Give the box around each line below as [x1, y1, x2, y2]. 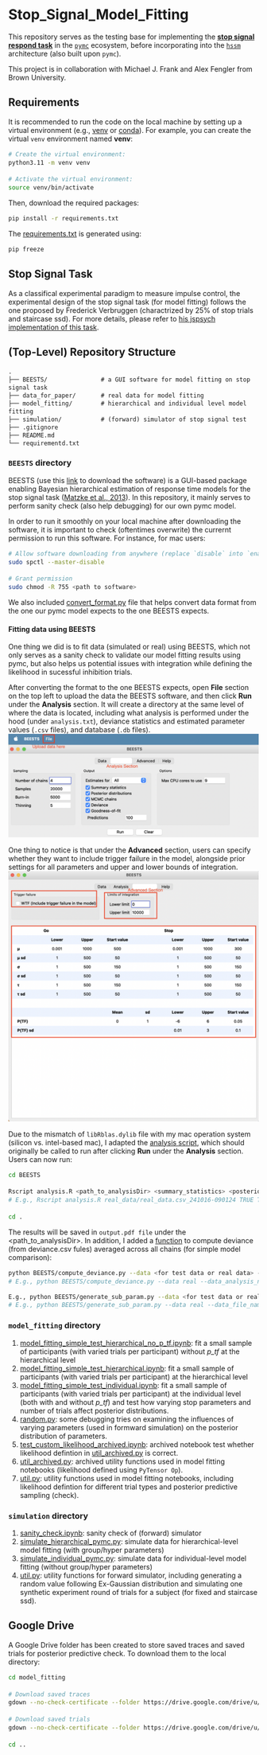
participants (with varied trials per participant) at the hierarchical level [19, 1371, 249, 1382]
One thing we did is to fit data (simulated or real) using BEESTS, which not [8, 642, 250, 652]
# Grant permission [8, 575, 73, 583]
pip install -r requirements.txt [8, 215, 119, 223]
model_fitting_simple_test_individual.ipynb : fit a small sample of [19, 1380, 227, 1390]
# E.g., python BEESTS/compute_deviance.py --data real [8, 1277, 197, 1285]
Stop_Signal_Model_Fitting [8, 6, 189, 24]
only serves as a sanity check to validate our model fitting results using [8, 650, 241, 660]
